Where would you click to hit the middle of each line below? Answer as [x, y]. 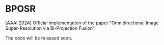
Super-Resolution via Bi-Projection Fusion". [50, 28]
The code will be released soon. [39, 38]
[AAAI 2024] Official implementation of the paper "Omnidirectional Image [82, 23]
